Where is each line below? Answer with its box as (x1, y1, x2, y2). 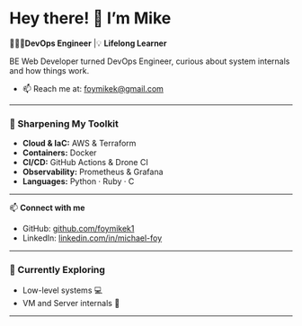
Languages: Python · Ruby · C (22, 176, 135, 187)
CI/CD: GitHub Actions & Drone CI (22, 157, 148, 168)
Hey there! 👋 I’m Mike (9, 8, 172, 29)
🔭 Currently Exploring (9, 264, 106, 277)
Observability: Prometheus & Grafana (22, 166, 164, 178)
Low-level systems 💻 (22, 285, 103, 295)
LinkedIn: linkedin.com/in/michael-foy (22, 233, 163, 243)
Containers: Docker (22, 147, 97, 158)
